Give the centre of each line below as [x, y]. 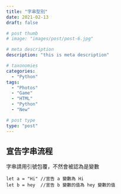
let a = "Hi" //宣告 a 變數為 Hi [45, 179]
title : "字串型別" [27, 12]
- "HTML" [22, 99]
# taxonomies [22, 66]
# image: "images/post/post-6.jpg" [50, 39]
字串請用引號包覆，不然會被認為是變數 [53, 167]
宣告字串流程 [30, 151]
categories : [21, 71]
